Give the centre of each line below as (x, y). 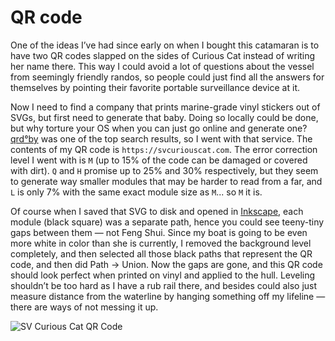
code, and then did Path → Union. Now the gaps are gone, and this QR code (166, 264)
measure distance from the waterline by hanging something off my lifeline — (168, 296)
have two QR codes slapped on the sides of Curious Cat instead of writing (163, 55)
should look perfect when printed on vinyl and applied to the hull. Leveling (163, 275)
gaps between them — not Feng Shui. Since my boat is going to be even (159, 232)
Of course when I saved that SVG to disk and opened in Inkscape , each (157, 211)
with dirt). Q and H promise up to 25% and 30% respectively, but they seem (164, 170)
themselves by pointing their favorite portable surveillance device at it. (155, 87)
